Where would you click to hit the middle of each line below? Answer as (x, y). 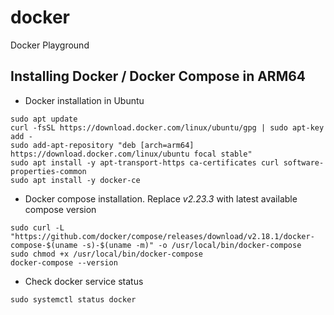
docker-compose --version (64, 262)
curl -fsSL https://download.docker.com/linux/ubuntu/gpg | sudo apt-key (167, 127)
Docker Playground (50, 45)
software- (304, 162)
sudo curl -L (37, 227)
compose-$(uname (44, 245)
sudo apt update (44, 119)
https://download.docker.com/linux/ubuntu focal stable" (131, 154)
